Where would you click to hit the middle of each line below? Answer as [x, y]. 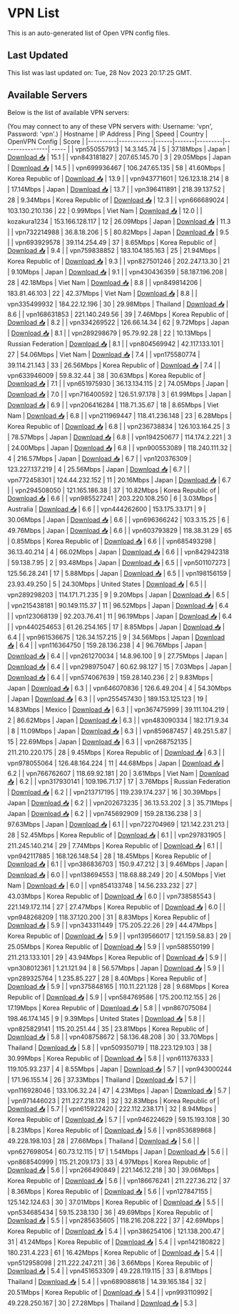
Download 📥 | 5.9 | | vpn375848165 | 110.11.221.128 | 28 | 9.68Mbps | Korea [118, 986]
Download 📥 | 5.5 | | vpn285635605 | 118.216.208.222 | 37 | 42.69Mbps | [116, 1220]
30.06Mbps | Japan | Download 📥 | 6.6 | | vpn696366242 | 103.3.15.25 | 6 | [118, 519]
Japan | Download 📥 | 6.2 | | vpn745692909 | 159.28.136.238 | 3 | [105, 813]
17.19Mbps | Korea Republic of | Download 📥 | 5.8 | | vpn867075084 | [110, 1007]
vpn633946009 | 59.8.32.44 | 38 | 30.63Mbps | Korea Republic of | [106, 375]
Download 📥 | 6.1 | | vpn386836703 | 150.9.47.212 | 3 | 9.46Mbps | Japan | [117, 864]
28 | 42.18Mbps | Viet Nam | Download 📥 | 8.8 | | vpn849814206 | [105, 282]
